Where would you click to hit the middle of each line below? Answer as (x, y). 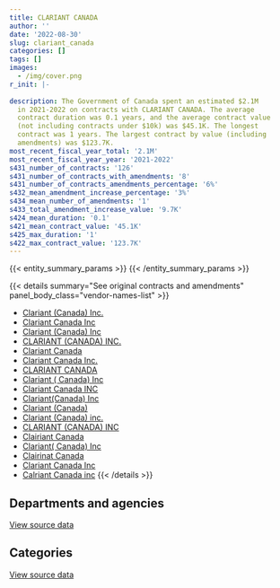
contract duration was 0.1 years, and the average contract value (144, 118)
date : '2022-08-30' (46, 34)
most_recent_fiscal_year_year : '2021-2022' (92, 159)
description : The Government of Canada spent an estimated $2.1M (134, 101)
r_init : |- (30, 84)
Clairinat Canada (53, 456)
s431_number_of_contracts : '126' (72, 168)
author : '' (30, 26)
